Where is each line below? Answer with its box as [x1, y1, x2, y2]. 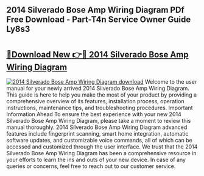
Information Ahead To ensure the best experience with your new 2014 [6, 111, 181, 118]
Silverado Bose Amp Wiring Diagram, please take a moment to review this [6, 117, 191, 124]
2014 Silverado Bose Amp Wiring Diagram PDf [6, 5, 185, 15]
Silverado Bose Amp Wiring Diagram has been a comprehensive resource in [6, 150, 197, 156]
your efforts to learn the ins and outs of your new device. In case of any [6, 156, 186, 163]
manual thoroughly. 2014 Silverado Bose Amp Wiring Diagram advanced [6, 123, 188, 131]
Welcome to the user [144, 78, 197, 85]
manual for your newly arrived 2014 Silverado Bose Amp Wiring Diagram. [6, 85, 190, 92]
